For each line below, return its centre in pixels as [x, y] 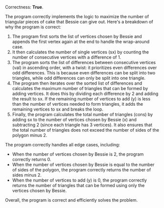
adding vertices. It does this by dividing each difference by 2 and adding [85, 93]
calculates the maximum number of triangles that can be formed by [80, 88]
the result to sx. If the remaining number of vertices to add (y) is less [81, 99]
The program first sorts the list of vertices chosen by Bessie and [77, 36]
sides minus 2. [27, 175]
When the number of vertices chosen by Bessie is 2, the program [78, 154]
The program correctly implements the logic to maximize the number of [77, 16]
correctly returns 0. [32, 159]
